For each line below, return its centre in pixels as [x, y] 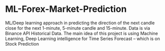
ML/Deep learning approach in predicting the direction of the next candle [80, 23]
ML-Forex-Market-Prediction [66, 9]
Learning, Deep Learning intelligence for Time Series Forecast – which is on [83, 39]
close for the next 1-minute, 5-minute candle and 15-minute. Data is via [78, 28]
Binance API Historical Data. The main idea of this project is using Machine [82, 33]
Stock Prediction [22, 44]
